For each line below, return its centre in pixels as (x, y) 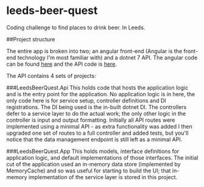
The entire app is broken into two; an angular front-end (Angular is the (94, 51)
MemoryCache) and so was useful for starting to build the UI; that (89, 171)
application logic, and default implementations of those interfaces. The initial (102, 157)
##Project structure (31, 39)
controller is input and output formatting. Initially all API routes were (91, 120)
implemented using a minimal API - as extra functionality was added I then (100, 126)
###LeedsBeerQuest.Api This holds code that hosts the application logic (97, 87)
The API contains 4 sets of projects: (51, 76)
